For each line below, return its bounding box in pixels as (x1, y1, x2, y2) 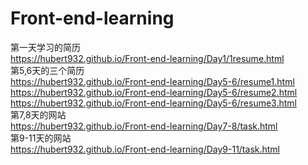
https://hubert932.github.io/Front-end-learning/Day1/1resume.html (10, 52, 285, 64)
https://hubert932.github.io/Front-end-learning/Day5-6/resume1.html (10, 75, 295, 87)
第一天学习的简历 (10, 41, 81, 53)
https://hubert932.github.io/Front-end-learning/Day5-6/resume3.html (10, 97, 297, 109)
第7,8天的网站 (10, 108, 67, 121)
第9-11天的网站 (10, 132, 72, 144)
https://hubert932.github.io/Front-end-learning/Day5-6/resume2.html (10, 86, 298, 98)
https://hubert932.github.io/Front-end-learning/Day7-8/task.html (10, 120, 278, 132)
